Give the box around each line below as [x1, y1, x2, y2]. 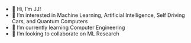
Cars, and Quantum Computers [11, 18, 88, 24]
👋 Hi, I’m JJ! [11, 6, 41, 12]
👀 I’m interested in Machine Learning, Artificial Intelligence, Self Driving [11, 12, 185, 19]
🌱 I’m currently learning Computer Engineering [11, 24, 125, 31]
